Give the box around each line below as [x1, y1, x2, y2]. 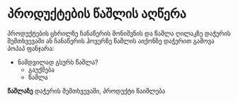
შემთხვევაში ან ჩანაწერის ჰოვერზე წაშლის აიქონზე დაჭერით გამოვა [7, 36, 215, 45]
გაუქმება [28, 65, 55, 74]
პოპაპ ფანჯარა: [7, 44, 55, 52]
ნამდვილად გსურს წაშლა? [17, 57, 98, 66]
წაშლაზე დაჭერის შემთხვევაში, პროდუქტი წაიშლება [7, 86, 166, 95]
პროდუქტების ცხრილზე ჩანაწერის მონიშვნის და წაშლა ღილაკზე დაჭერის [7, 29, 231, 38]
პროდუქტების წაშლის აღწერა [7, 6, 186, 22]
